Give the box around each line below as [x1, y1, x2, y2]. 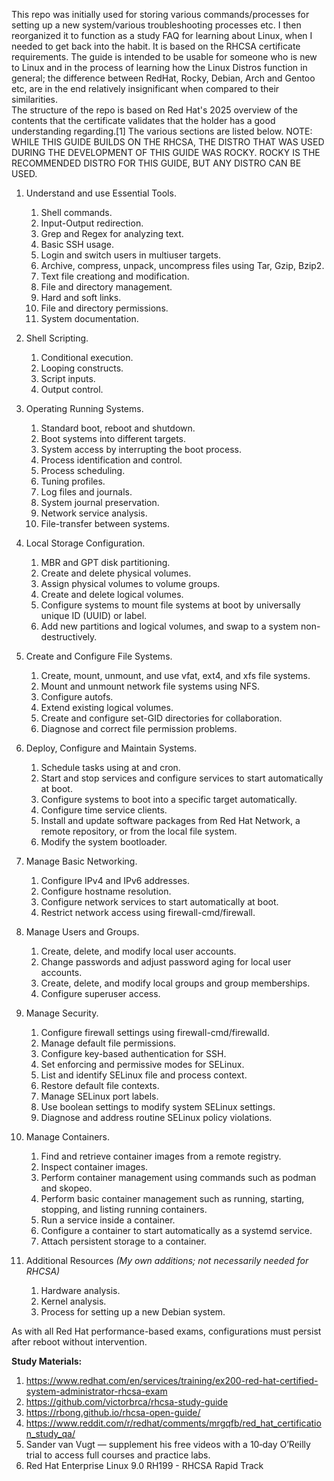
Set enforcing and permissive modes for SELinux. [40, 1059, 245, 1070]
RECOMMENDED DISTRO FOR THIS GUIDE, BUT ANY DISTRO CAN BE [11, 157, 302, 169]
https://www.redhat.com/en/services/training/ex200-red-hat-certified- [25, 1375, 319, 1386]
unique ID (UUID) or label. [40, 610, 148, 621]
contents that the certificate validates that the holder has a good [11, 115, 276, 126]
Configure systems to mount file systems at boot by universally [40, 599, 301, 611]
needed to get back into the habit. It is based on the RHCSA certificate [11, 40, 301, 52]
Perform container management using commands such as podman [40, 1172, 317, 1183]
